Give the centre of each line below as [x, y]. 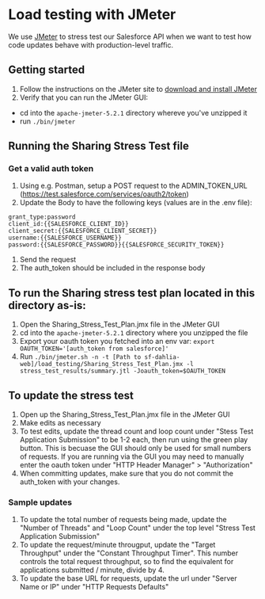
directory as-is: [47, 305]
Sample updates [40, 502]
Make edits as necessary [60, 423]
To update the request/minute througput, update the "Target [117, 545]
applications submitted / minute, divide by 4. [92, 570]
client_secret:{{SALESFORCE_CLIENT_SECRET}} [83, 231]
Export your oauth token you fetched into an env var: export [117, 341]
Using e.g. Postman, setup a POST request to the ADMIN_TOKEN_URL [133, 186]
